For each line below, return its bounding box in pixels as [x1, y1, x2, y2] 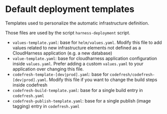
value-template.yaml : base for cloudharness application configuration [12, 55, 157, 61]
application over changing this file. [12, 66, 84, 72]
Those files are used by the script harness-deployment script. [5, 29, 130, 35]
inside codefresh [12, 81, 48, 88]
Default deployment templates [5, 3, 134, 15]
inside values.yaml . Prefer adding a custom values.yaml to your [12, 60, 144, 66]
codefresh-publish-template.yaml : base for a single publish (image [12, 97, 151, 103]
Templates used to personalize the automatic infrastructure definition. [5, 20, 149, 26]
